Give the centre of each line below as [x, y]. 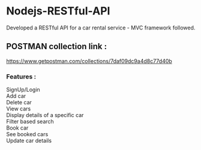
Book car [17, 128]
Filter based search [30, 122]
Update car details [29, 141]
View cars [19, 109]
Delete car [19, 103]
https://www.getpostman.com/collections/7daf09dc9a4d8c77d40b [89, 61]
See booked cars [27, 134]
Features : [21, 76]
